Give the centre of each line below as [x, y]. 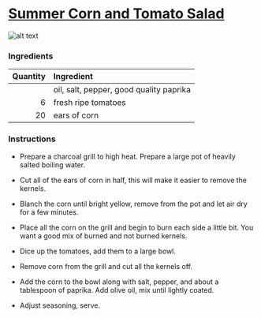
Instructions [32, 139]
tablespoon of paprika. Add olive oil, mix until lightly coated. [117, 290]
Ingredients [31, 56]
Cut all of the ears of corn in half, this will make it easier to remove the [133, 180]
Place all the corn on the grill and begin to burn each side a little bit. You [136, 227]
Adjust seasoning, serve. [60, 305]
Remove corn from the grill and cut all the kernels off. [106, 266]
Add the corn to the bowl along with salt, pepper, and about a [119, 282]
